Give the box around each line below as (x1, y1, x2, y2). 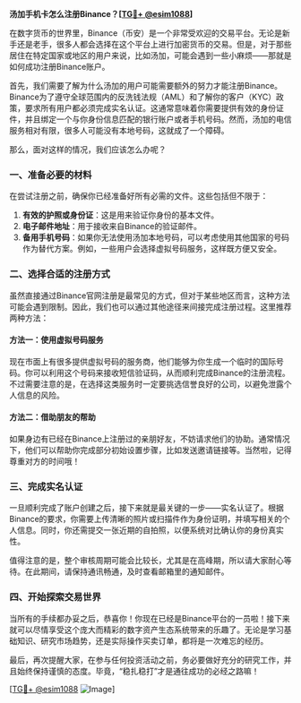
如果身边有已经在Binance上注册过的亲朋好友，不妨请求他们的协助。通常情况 (9, 433, 291, 444)
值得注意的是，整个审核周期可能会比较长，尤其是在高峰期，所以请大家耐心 (9, 555, 284, 566)
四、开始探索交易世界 (9, 591, 101, 604)
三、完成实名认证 (9, 480, 83, 493)
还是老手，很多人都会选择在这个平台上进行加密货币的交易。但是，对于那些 (16, 39, 292, 49)
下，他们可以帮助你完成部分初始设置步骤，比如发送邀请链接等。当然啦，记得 (9, 445, 292, 455)
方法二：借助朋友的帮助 (9, 412, 96, 423)
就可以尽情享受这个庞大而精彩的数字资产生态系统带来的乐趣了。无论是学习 (9, 624, 284, 635)
